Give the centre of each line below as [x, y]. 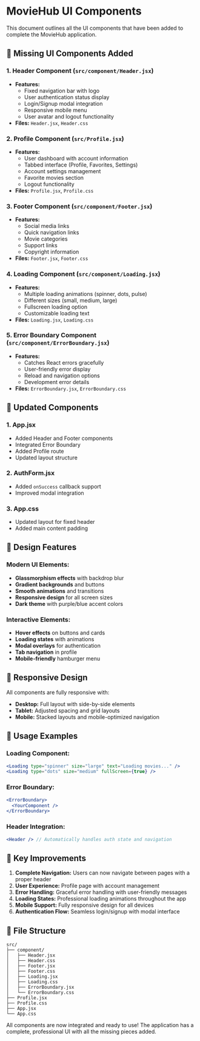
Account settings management [62, 171]
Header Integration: [36, 826]
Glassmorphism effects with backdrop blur [69, 578]
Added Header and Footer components [64, 438]
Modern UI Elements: [38, 565]
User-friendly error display [57, 369]
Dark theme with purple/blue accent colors [69, 603]
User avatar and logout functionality [69, 116]
